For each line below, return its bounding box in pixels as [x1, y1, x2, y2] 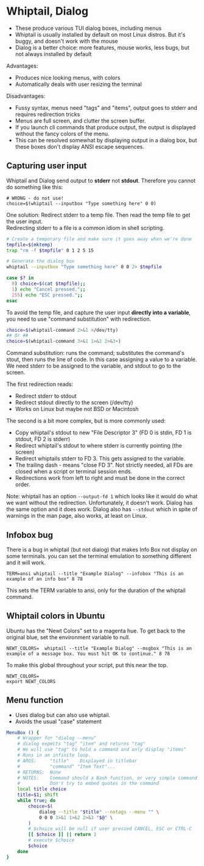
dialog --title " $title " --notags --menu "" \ [38, 809, 160, 815]
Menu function [6, 695, 64, 706]
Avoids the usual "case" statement [15, 718, 102, 725]
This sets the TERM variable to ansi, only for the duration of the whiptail [6, 587, 186, 594]
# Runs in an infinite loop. [17, 752, 91, 759]
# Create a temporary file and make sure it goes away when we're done [6, 236, 192, 242]
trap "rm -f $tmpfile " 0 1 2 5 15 [6, 247, 94, 254]
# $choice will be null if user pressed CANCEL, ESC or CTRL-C [28, 826, 192, 832]
